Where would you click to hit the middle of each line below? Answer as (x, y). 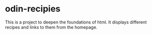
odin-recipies (33, 9)
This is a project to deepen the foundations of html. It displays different (76, 22)
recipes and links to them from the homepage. (51, 27)
